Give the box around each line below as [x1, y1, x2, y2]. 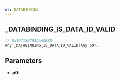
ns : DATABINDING [5, 7, 39, 12]
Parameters [5, 56, 42, 65]
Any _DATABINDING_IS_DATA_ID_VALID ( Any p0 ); [5, 43, 99, 48]
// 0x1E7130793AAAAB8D [5, 38, 52, 43]
